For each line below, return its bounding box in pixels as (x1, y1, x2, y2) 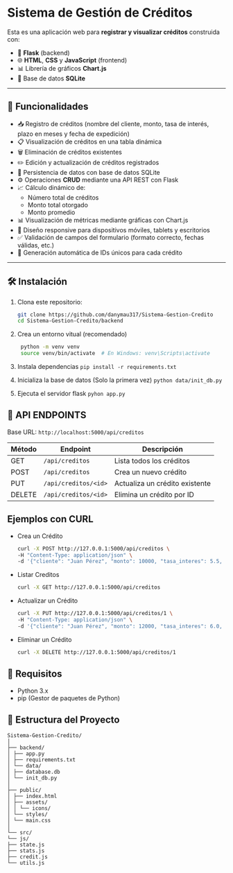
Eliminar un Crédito (17, 635, 72, 643)
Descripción (141, 444, 184, 453)
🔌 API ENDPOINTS (7, 409, 87, 421)
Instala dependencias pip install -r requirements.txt (17, 363, 177, 371)
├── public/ (7, 787, 42, 794)
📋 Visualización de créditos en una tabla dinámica (17, 137, 162, 146)
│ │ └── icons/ (7, 805, 51, 812)
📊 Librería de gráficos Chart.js (17, 64, 107, 72)
